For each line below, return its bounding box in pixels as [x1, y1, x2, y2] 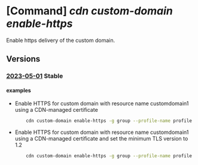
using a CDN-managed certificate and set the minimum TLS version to [14, 135, 188, 142]
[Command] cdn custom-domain [6, 4, 173, 18]
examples [6, 87, 31, 94]
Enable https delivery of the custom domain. [6, 36, 115, 44]
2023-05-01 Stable [6, 72, 63, 80]
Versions [6, 54, 41, 64]
